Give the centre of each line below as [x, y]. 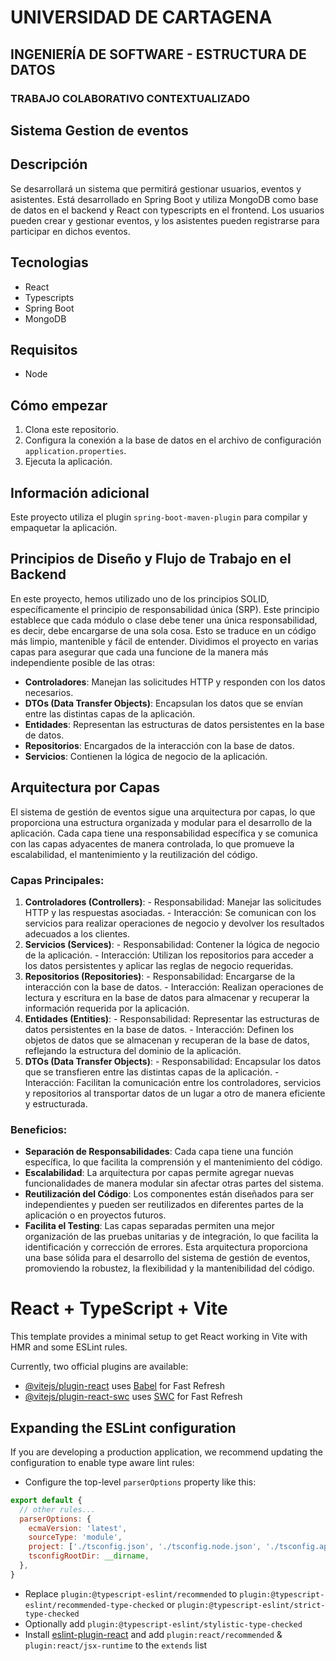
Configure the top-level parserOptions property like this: [140, 1482]
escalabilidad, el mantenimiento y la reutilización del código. [134, 854]
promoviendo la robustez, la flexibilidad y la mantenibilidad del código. [169, 1268]
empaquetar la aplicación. [64, 527]
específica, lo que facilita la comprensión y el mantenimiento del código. [173, 1162]
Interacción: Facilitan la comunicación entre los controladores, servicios [173, 1082]
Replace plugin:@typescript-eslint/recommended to [131, 1593]
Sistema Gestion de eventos [99, 130]
